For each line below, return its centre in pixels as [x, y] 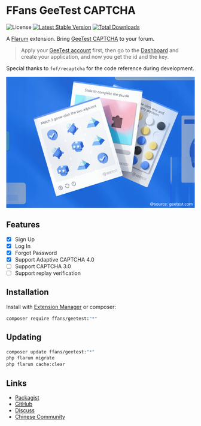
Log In [23, 246]
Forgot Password [36, 253]
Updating [24, 337]
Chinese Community [40, 417]
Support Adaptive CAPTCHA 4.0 [54, 259]
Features [23, 225]
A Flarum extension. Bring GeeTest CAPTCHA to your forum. [80, 38]
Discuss [25, 410]
